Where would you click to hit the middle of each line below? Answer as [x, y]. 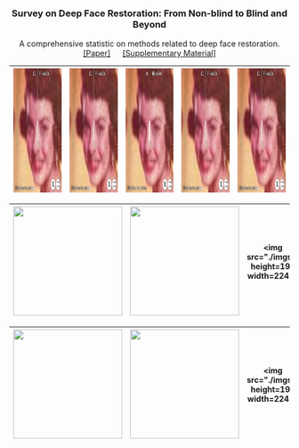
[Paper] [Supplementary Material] [149, 53]
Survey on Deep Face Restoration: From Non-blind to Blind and [149, 13]
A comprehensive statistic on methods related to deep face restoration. [149, 44]
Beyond [149, 24]
